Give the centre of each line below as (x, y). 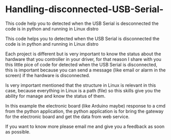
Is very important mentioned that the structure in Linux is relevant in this (81, 85)
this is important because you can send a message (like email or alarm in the (85, 70)
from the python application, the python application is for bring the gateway (84, 111)
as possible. (18, 132)
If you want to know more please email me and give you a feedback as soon (85, 126)
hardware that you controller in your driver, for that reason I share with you (83, 59)
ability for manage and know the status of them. (55, 96)
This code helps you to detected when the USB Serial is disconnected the (82, 39)
